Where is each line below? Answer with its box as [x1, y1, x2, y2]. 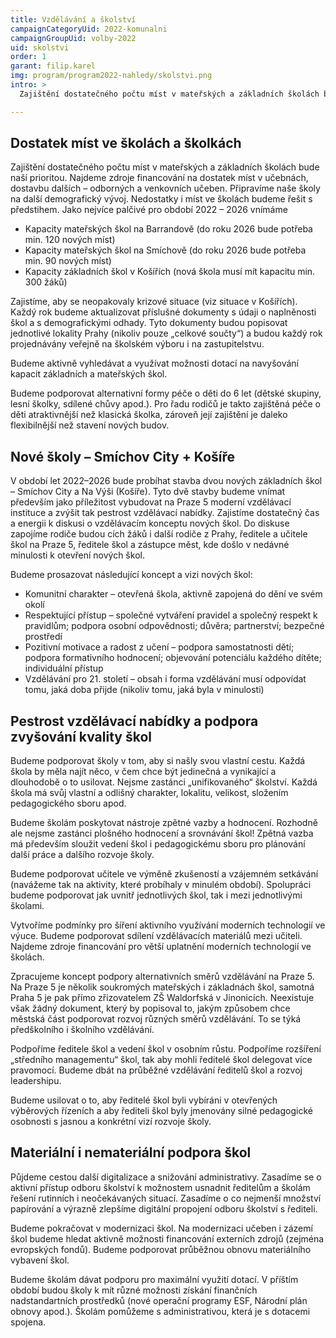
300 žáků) [24, 276, 68, 288]
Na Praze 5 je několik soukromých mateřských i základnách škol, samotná [10, 981, 315, 993]
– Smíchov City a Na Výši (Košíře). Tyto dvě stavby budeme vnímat [10, 486, 286, 498]
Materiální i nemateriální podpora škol [10, 1144, 252, 1161]
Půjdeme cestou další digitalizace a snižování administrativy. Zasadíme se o [10, 1171, 322, 1183]
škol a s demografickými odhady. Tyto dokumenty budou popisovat [10, 317, 288, 329]
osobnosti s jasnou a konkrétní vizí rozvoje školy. [10, 1116, 212, 1128]
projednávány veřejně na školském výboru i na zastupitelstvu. [10, 338, 265, 350]
